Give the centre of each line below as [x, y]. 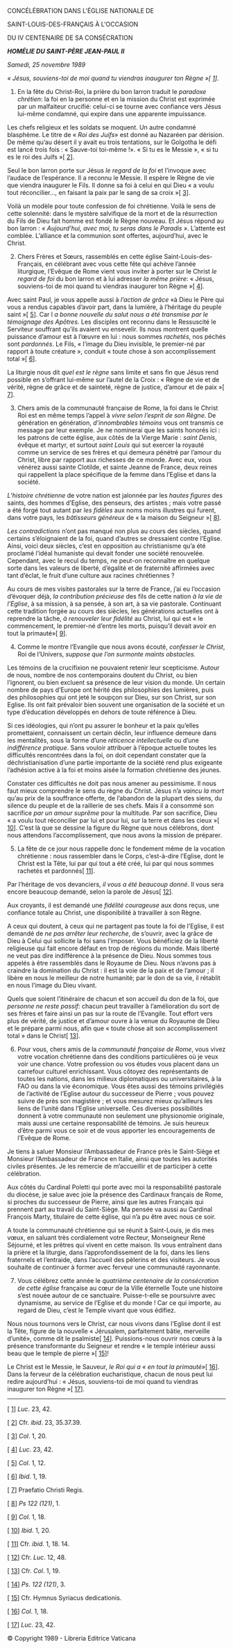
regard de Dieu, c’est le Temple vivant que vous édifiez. [96, 1310]
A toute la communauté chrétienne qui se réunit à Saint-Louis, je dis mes [111, 1230]
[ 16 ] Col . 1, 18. [28, 1611]
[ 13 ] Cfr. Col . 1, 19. [34, 1571]
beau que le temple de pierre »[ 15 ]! [58, 1353]
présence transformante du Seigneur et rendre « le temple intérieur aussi [111, 1346]
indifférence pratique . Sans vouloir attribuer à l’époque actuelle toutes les [112, 748]
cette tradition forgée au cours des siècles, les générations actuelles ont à [113, 611]
